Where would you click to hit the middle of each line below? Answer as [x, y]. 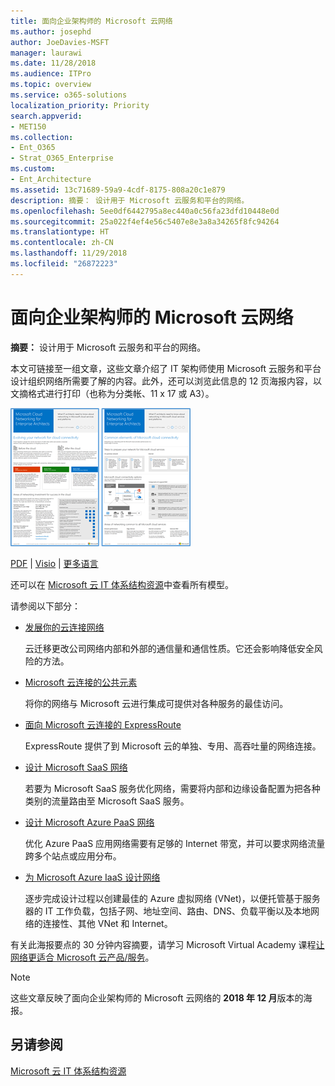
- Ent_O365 [33, 148]
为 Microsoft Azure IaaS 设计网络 [92, 877]
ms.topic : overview [51, 85]
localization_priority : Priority [80, 105]
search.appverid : [46, 116]
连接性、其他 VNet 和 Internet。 [107, 923]
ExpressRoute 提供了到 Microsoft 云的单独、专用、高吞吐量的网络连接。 [173, 746]
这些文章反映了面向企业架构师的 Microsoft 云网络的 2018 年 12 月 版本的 [157, 997]
